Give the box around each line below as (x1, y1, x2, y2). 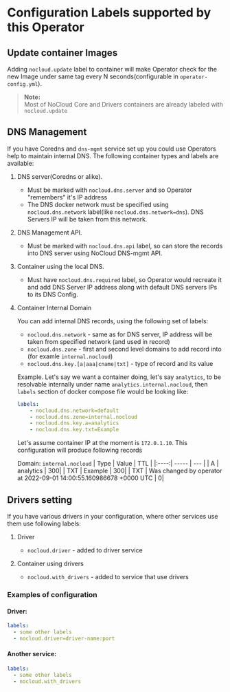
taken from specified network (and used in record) (27, 337, 170, 345)
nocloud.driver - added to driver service (27, 546, 143, 554)
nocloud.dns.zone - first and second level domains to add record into (27, 345, 222, 353)
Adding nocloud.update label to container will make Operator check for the (7, 65, 218, 73)
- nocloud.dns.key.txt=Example (30, 426, 119, 433)
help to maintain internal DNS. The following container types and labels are (7, 151, 219, 160)
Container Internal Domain (16, 303, 92, 312)
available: (7, 159, 34, 167)
